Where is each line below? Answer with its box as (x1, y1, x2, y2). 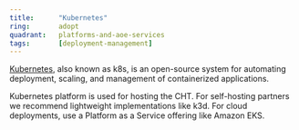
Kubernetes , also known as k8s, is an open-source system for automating (9, 64, 287, 75)
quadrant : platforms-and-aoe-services (9, 30, 166, 39)
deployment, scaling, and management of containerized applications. (9, 74, 270, 85)
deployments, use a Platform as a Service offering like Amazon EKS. (9, 110, 265, 121)
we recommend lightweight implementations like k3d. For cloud (9, 101, 248, 112)
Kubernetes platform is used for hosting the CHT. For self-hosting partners (9, 91, 290, 102)
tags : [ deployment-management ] (9, 38, 153, 48)
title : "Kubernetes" (9, 13, 108, 23)
